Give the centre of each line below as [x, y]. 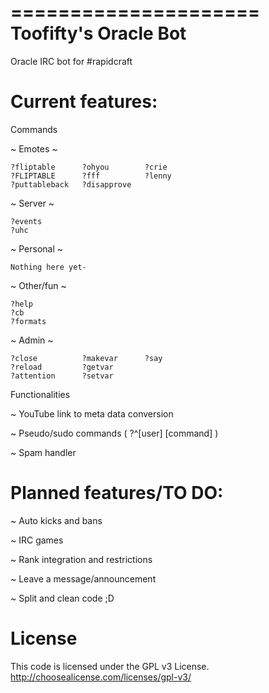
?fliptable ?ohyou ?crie [89, 167]
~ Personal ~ [37, 248]
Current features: [84, 102]
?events [26, 221]
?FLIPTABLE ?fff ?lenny [91, 176]
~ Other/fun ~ [38, 285]
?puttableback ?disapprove [71, 184]
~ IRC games [37, 540]
